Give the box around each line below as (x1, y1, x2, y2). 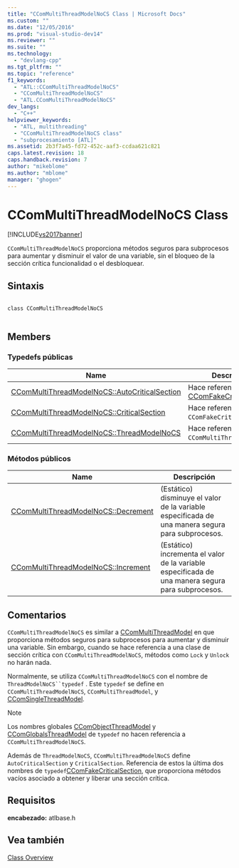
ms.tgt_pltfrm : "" (7, 63, 62, 71)
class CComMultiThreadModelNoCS (7, 305, 103, 312)
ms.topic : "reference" (7, 70, 75, 77)
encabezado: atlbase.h (7, 813, 76, 822)
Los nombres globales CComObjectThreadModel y (7, 723, 156, 731)
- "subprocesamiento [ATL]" (14, 136, 97, 143)
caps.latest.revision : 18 (7, 150, 84, 157)
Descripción (173, 472, 216, 482)
